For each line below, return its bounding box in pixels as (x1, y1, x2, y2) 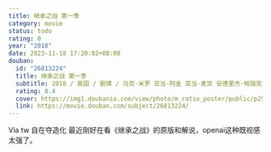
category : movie (8, 19, 63, 27)
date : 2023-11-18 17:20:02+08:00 (8, 49, 121, 57)
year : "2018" (8, 42, 52, 50)
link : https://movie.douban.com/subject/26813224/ (15, 102, 190, 110)
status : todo (8, 27, 52, 35)
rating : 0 (8, 34, 42, 43)
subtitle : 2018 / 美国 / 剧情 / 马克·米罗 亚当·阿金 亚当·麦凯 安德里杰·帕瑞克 (15, 79, 262, 87)
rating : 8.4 (15, 87, 56, 95)
